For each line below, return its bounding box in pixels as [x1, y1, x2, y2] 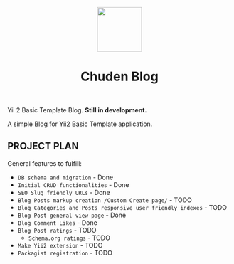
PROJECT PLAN [7, 140, 80, 152]
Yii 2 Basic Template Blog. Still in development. [7, 105, 147, 114]
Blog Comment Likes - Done [17, 218, 97, 227]
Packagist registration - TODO [17, 248, 112, 257]
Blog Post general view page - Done [17, 211, 127, 219]
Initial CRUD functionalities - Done [17, 180, 129, 189]
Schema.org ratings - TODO [28, 233, 110, 242]
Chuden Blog [80, 68, 159, 85]
